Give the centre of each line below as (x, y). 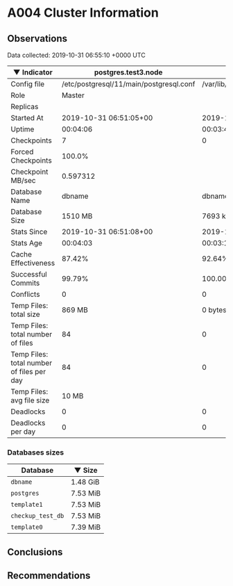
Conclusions (35, 552)
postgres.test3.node (128, 72)
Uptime (23, 129)
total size (25, 314)
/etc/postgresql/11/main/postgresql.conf (128, 84)
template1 (27, 505)
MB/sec (23, 180)
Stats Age (27, 243)
